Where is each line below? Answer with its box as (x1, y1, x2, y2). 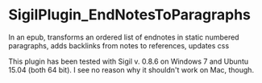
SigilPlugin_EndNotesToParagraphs (8, 6, 252, 24)
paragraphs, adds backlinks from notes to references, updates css (8, 40, 230, 50)
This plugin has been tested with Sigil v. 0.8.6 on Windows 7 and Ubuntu (8, 56, 248, 66)
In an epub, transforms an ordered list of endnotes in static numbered (8, 32, 239, 42)
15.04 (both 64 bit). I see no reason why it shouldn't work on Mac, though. (8, 64, 255, 74)
